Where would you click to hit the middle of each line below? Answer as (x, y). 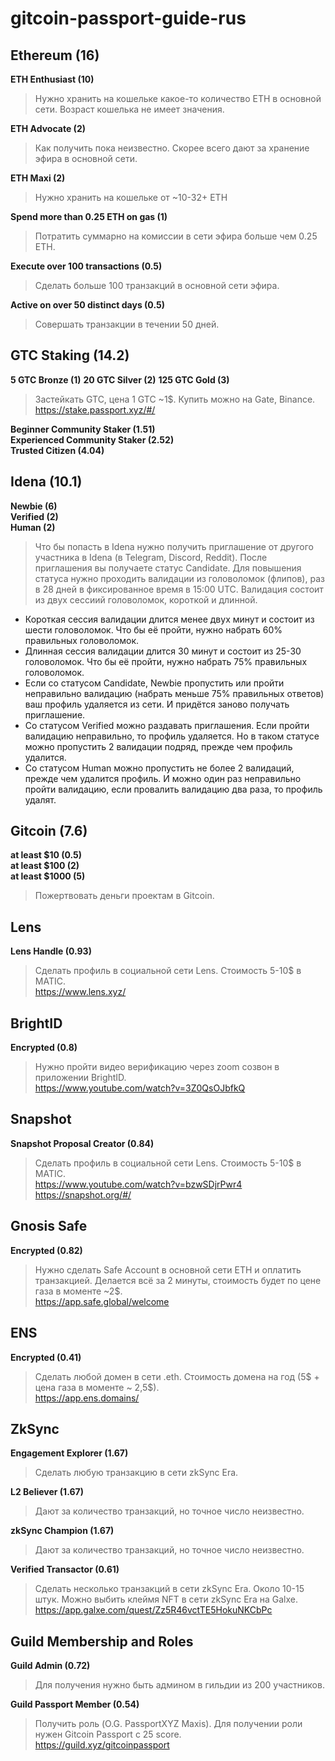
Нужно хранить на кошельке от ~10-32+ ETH (131, 197)
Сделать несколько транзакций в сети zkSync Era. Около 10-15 (169, 1589)
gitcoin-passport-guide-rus (128, 18)
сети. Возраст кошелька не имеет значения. (129, 109)
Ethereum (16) (55, 55)
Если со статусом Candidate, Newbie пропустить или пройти (154, 683)
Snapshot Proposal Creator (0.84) (82, 1143)
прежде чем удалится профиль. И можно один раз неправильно (163, 778)
